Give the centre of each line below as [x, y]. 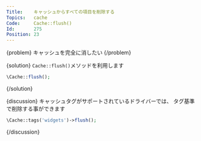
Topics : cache [27, 18]
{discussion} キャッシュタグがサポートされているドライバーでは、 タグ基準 [100, 101]
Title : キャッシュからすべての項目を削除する [61, 12]
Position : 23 [23, 35]
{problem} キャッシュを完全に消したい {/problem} [69, 53]
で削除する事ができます [36, 109]
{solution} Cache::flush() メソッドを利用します [65, 66]
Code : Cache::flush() [39, 23]
